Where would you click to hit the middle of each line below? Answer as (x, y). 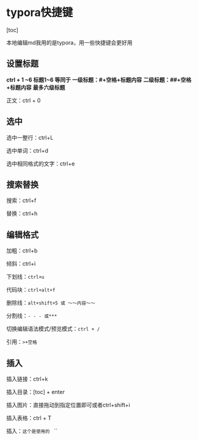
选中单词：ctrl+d (28, 150)
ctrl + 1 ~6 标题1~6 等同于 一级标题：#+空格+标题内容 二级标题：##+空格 (99, 80)
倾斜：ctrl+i (21, 264)
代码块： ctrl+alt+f (31, 290)
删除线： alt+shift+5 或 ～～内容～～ (51, 303)
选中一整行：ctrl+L (30, 137)
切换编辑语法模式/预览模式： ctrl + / (53, 329)
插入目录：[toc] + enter (36, 392)
